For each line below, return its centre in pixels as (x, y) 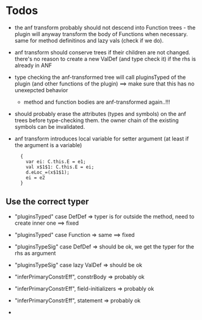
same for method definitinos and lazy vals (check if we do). (89, 40)
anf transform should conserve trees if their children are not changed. (102, 52)
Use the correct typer (47, 202)
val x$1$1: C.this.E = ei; (60, 167)
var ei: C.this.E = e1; (56, 162)
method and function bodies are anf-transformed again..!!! (97, 102)
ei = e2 (35, 178)
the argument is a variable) (48, 145)
